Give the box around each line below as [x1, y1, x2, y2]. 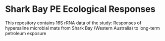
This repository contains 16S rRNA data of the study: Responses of [5, 20, 142, 26]
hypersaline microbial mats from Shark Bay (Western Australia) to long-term [5, 25, 160, 31]
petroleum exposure [5, 30, 47, 36]
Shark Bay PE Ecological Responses [5, 3, 156, 15]
